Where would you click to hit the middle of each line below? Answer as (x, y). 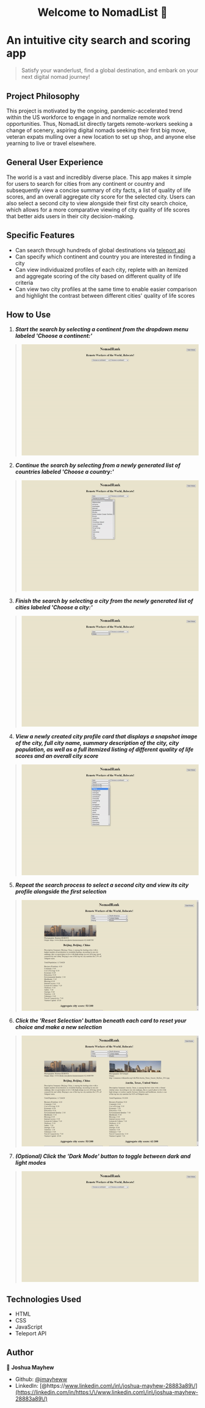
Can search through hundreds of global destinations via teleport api (100, 250)
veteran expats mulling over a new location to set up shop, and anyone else (101, 136)
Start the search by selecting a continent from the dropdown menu (102, 329)
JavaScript (29, 1327)
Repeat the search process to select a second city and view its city (102, 885)
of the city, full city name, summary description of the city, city (97, 743)
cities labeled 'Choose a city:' (54, 607)
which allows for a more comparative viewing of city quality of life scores (98, 210)
